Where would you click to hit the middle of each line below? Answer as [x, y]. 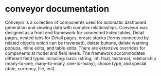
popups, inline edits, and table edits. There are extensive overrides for [75, 48]
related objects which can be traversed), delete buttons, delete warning [77, 43]
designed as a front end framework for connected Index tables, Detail [75, 32]
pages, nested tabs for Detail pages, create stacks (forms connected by [77, 38]
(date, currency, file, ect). [30, 68]
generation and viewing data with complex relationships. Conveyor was [77, 27]
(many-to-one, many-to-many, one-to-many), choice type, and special [76, 63]
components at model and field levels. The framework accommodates [75, 53]
